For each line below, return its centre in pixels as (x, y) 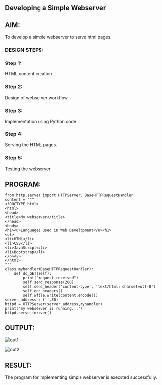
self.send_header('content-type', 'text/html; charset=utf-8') (89, 287)
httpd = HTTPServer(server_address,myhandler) (54, 304)
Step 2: (14, 87)
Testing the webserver (28, 169)
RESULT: (19, 365)
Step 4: (14, 134)
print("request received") (51, 278)
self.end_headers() (43, 291)
